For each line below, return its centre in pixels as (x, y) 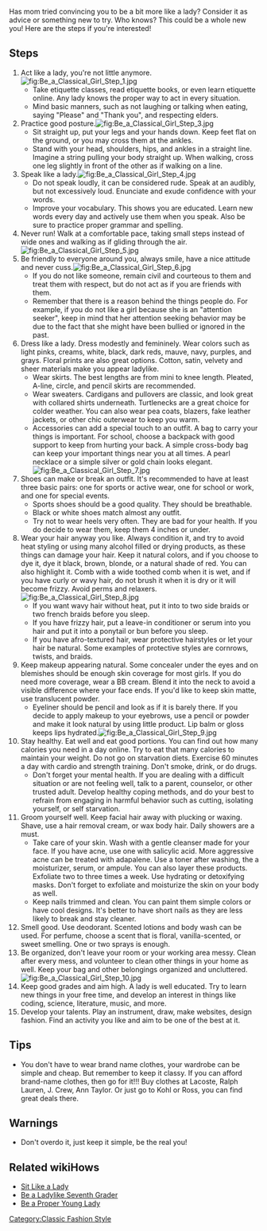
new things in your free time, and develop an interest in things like (128, 995)
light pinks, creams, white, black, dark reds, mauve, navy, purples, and (136, 352)
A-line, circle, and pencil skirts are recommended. (114, 385)
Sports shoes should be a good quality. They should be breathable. (142, 504)
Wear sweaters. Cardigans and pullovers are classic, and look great (143, 394)
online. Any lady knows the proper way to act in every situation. (136, 98)
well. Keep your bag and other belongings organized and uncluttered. (134, 969)
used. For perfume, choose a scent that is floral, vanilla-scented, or (131, 936)
